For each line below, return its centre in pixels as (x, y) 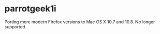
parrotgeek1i (30, 9)
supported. (15, 26)
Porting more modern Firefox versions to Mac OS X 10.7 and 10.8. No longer (80, 22)
